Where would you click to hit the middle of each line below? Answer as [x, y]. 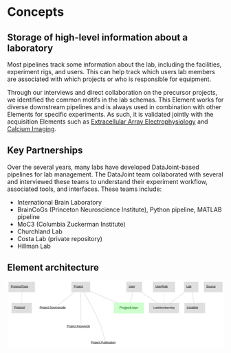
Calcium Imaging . [32, 129]
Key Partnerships [45, 151]
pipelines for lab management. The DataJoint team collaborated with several [115, 174]
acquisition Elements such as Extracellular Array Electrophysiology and [108, 122]
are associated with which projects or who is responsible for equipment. [109, 79]
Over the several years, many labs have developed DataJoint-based [103, 167]
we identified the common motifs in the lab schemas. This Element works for [115, 100]
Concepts [35, 12]
